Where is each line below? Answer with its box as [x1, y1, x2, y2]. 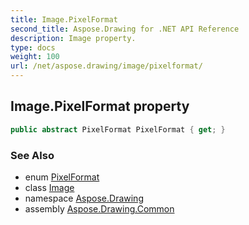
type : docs [10, 42, 56, 53]
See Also [10, 148, 55, 162]
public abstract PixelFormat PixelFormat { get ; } [10, 124, 226, 135]
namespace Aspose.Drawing [24, 192, 144, 204]
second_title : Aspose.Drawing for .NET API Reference [10, 24, 240, 34]
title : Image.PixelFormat [10, 14, 118, 25]
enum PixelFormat [24, 171, 100, 183]
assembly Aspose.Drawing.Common [24, 202, 175, 215]
